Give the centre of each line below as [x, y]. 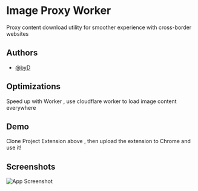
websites [18, 33]
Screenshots [31, 166]
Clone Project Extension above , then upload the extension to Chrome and [98, 141]
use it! [14, 148]
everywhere [21, 107]
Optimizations [33, 86]
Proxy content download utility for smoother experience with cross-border [99, 27]
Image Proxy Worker [59, 11]
